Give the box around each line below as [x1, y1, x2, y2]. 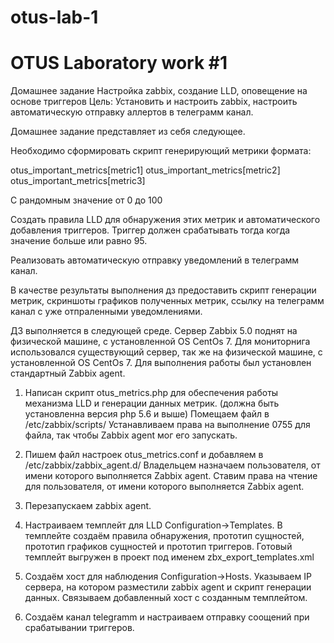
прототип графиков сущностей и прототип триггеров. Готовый [24, 541, 293, 553]
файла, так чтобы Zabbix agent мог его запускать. [24, 429, 238, 441]
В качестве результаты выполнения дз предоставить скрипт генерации [10, 284, 317, 296]
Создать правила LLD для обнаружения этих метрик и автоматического [10, 214, 321, 226]
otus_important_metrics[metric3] [10, 175, 146, 187]
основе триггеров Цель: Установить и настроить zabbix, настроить [10, 96, 298, 108]
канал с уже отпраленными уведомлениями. [10, 306, 203, 318]
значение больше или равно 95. [10, 235, 148, 247]
